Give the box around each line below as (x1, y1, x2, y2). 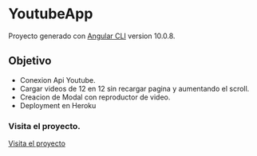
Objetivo (8, 54, 52, 68)
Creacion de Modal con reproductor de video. (19, 92, 171, 102)
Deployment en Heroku (19, 100, 97, 110)
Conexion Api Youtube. (19, 75, 96, 84)
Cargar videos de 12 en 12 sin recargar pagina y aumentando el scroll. (19, 84, 250, 93)
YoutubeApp (8, 5, 93, 23)
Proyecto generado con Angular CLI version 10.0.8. (8, 31, 176, 41)
